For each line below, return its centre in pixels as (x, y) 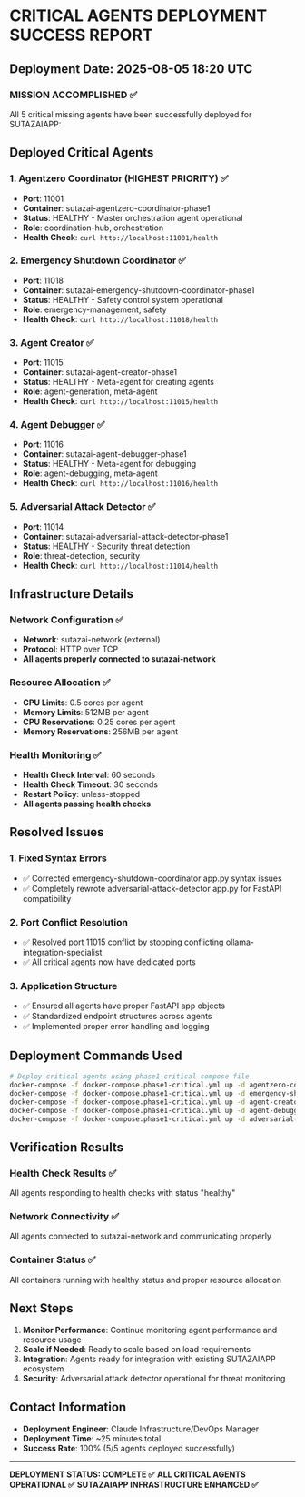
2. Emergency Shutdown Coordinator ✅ (98, 260)
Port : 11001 (43, 198)
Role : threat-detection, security (81, 555)
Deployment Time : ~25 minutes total (92, 1439)
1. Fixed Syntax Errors (58, 858)
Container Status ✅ (53, 1259)
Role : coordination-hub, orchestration (93, 228)
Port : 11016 (43, 445)
